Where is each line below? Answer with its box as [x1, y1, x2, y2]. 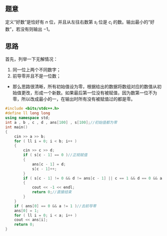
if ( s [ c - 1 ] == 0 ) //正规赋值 [23, 153, 87, 158]
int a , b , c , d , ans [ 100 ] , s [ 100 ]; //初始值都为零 [5, 120, 117, 125]
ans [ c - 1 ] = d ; [31, 162, 66, 167]
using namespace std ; [5, 115, 50, 121]
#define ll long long [5, 111, 50, 116]
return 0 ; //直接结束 [31, 190, 72, 195]
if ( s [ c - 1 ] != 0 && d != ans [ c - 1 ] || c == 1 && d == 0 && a [23, 176, 162, 181]
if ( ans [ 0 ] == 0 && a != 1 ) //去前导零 [14, 204, 96, 209]
